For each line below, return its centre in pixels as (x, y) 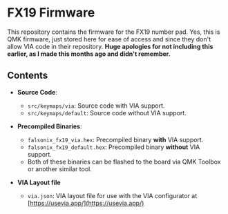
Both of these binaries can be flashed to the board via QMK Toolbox (124, 162)
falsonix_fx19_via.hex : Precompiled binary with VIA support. (115, 139)
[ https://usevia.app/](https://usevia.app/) (86, 203)
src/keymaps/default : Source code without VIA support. (107, 113)
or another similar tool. (59, 169)
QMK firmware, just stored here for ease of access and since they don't (109, 39)
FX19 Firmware (51, 13)
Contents (28, 76)
